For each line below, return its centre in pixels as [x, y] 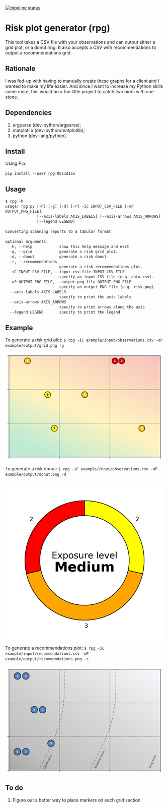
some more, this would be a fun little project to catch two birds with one [80, 91]
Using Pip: [16, 163]
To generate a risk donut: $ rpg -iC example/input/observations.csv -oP [81, 468]
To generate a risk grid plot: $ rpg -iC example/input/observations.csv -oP [84, 340]
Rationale [20, 69]
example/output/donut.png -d [36, 474]
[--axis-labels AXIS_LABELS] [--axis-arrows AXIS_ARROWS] [99, 217]
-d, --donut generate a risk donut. [59, 257]
